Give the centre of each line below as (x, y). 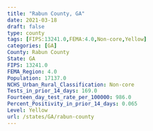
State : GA (21, 59)
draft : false (26, 26)
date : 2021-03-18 (32, 20)
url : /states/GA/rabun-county (51, 116)
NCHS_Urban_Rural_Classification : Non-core (71, 85)
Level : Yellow (28, 110)
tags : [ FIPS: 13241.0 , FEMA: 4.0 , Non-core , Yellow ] (77, 40)
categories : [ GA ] (32, 46)
